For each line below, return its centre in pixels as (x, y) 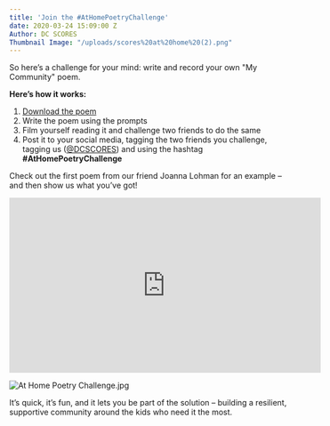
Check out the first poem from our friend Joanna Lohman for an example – (145, 176)
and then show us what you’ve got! (73, 185)
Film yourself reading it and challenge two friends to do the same (141, 131)
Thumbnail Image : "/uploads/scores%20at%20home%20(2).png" (121, 42)
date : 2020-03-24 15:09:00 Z (63, 26)
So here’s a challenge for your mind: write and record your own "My (133, 68)
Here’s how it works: (48, 94)
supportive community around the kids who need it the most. (121, 412)
